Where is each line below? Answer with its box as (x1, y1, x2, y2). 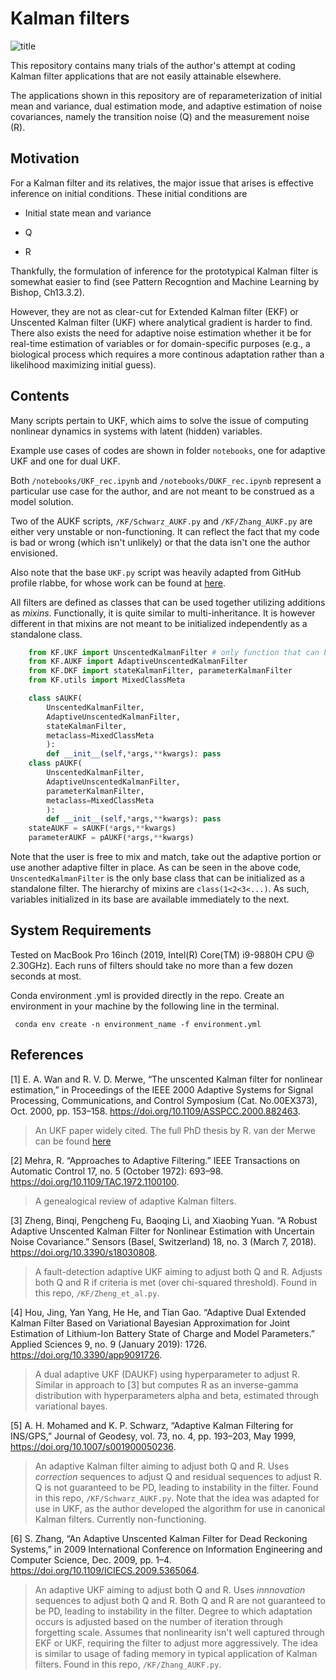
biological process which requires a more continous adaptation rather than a (10, 348, 325, 360)
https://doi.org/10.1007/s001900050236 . (10, 1440, 177, 1452)
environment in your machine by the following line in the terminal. (10, 1000, 280, 1012)
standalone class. (10, 628, 83, 640)
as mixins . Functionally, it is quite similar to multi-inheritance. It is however (10, 607, 316, 619)
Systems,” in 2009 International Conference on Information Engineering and (10, 1543, 323, 1555)
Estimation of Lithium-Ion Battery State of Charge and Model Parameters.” (10, 1327, 315, 1339)
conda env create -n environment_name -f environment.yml (14, 1019, 262, 1029)
